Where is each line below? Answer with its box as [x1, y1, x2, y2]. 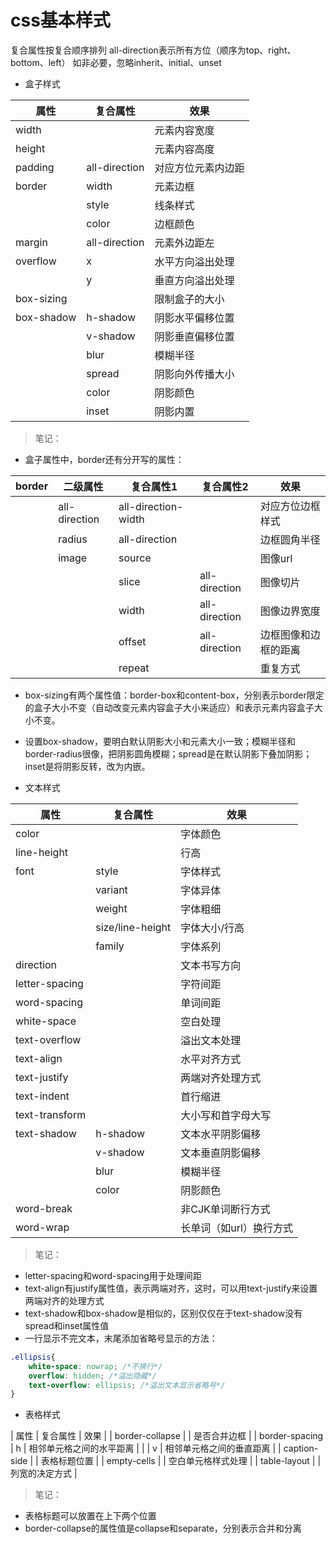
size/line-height [95, 920, 172, 934]
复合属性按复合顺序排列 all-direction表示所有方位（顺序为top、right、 [10, 44, 297, 56]
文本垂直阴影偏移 [180, 1146, 262, 1160]
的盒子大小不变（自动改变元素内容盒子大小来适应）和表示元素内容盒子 [24, 701, 315, 713]
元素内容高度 [154, 142, 215, 156]
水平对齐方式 [180, 1052, 242, 1066]
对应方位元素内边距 [154, 161, 245, 175]
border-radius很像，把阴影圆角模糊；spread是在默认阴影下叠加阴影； [24, 747, 313, 760]
